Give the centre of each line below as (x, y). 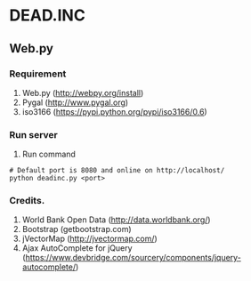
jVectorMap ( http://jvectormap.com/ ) (89, 239)
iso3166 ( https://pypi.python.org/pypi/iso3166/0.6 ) (114, 111)
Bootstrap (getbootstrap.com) (77, 229)
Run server (33, 134)
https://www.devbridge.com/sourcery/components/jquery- (134, 258)
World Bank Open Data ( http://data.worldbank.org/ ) (116, 220)
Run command (49, 154)
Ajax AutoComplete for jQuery (77, 248)
